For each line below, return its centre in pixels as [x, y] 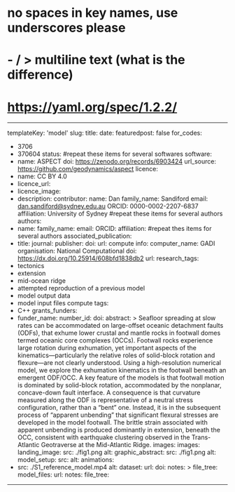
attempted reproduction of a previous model [81, 288]
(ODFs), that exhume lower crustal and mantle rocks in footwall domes [119, 333]
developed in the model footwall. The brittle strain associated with [112, 423]
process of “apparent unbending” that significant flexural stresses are [118, 415]
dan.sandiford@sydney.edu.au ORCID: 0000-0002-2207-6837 [108, 206]
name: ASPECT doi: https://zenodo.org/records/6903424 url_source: [117, 161]
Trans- [201, 437]
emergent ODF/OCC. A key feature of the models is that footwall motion [121, 378]
